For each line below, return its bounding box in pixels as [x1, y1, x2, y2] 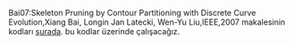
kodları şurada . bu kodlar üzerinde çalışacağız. [8, 26, 181, 36]
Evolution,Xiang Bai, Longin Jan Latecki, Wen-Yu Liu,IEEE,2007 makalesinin [8, 17, 286, 27]
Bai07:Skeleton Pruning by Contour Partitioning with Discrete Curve [8, 8, 256, 18]
